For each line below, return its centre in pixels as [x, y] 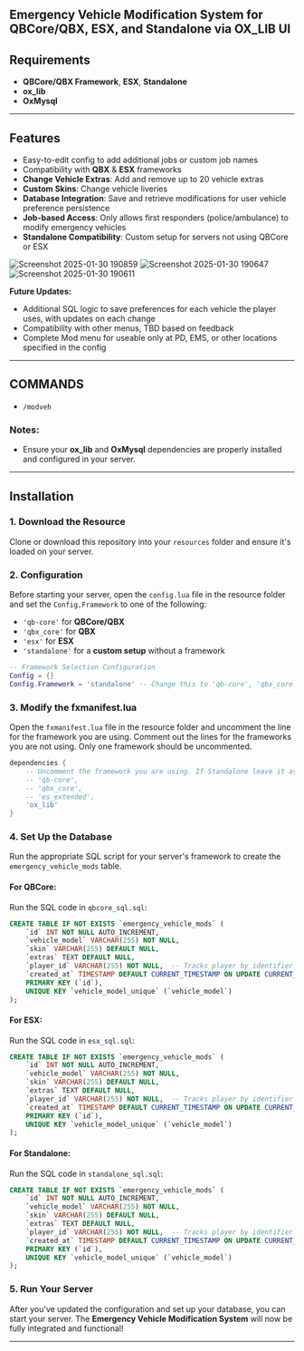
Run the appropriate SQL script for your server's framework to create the [145, 857]
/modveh [37, 407]
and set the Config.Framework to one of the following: [108, 604]
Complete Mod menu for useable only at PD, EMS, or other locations [150, 338]
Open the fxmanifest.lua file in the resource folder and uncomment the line [150, 727]
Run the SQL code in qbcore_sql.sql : [78, 907]
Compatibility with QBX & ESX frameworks [102, 170]
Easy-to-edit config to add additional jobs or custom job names [140, 160]
